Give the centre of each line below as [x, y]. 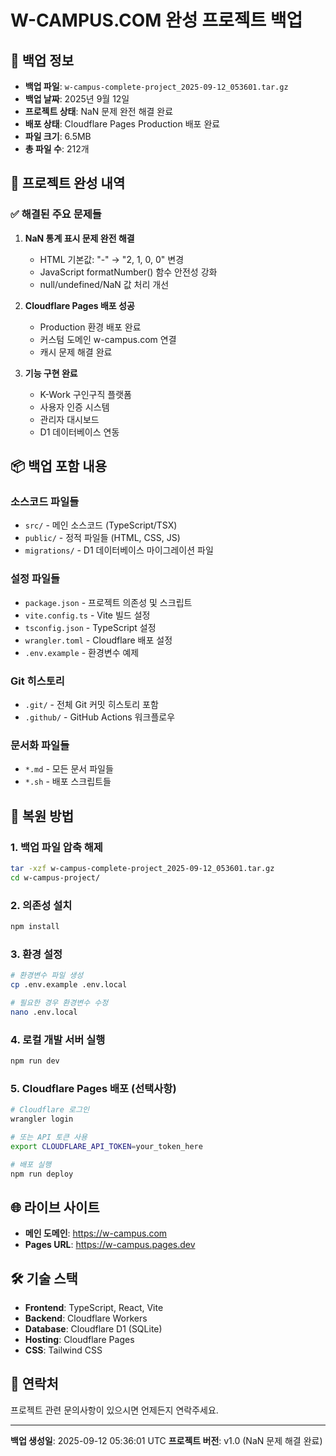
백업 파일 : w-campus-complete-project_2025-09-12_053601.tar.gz [156, 86]
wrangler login [42, 1119]
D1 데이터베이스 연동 [79, 432]
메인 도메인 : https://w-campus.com [96, 1233]
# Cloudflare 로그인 [50, 1110]
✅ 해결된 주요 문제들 [56, 214]
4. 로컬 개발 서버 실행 [58, 1039]
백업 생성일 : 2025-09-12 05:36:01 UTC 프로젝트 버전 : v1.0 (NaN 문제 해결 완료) [166, 1440]
